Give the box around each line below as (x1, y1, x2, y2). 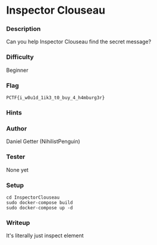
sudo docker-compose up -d (6, 205, 73, 211)
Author (6, 124, 27, 132)
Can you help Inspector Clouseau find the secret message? (6, 38, 152, 45)
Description (6, 25, 41, 33)
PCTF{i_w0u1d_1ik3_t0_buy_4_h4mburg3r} (6, 95, 105, 101)
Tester (6, 152, 26, 161)
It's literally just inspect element (6, 232, 84, 239)
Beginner (6, 66, 29, 74)
